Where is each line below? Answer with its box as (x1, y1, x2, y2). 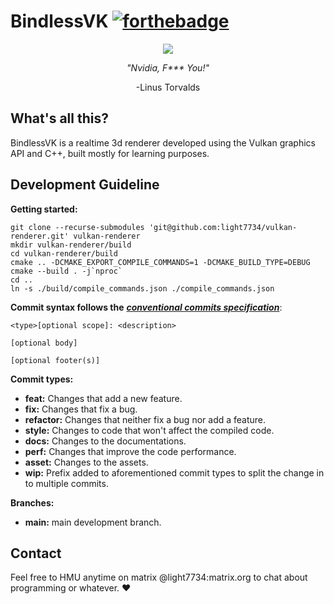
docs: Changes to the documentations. (24, 435, 187, 447)
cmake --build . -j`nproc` (10, 266, 123, 276)
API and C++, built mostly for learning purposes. (10, 147, 210, 159)
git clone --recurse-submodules (10, 222, 145, 232)
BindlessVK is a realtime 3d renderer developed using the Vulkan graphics (10, 136, 316, 149)
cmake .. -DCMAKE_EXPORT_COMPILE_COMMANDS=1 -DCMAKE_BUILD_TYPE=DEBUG (10, 257, 311, 267)
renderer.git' (10, 231, 70, 241)
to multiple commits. (24, 477, 109, 489)
